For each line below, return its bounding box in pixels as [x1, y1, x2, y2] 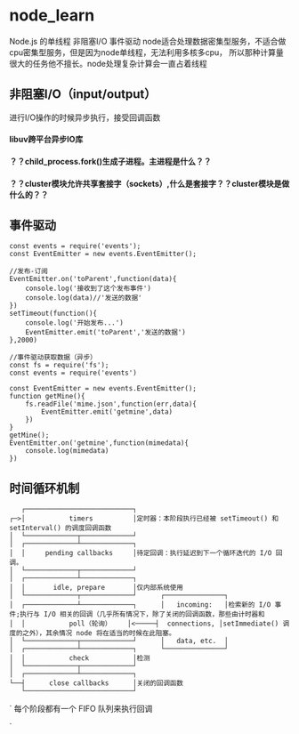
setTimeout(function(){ [9, 309, 98, 319]
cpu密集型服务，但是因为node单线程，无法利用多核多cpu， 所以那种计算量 [9, 46, 285, 58]
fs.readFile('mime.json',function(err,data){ [25, 399, 198, 409]
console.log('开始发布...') [25, 319, 125, 327]
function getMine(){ [9, 392, 86, 401]
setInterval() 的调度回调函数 [9, 524, 112, 533]
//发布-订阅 [9, 267, 49, 276]
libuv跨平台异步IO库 [9, 134, 84, 145]
